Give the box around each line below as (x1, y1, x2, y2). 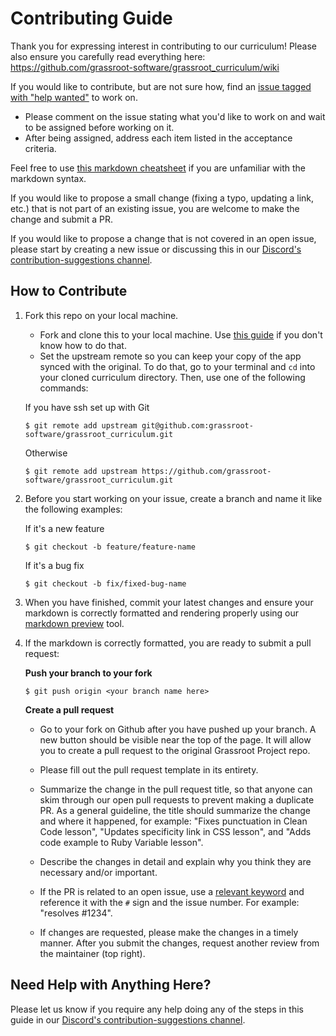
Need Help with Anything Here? (10, 977, 212, 994)
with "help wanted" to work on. (10, 91, 138, 103)
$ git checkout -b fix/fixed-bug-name (24, 578, 187, 589)
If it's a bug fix (24, 559, 85, 571)
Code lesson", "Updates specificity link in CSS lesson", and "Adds (39, 825, 312, 837)
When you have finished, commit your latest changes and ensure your (24, 596, 314, 608)
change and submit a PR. (10, 213, 113, 225)
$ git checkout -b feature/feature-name (24, 542, 196, 552)
